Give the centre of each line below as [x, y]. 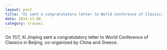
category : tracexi [24, 23]
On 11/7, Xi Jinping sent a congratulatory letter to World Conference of [77, 37]
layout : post [19, 10]
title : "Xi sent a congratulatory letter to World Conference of [74, 14]
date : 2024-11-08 [23, 19]
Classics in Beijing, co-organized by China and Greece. [62, 43]
